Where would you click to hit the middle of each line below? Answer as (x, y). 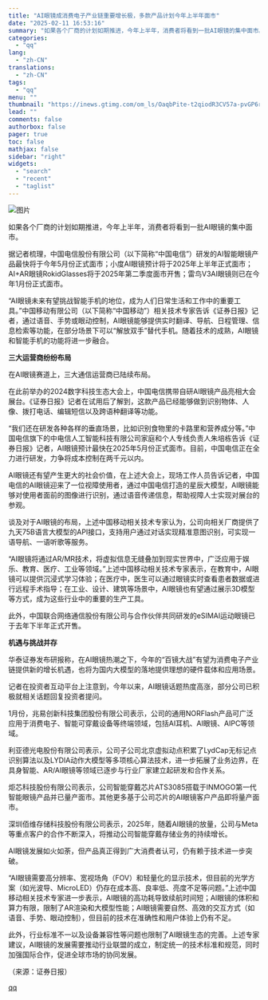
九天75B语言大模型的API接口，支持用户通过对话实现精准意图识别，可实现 (128, 532)
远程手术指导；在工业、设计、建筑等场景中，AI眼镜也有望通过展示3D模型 (135, 589)
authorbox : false (37, 127)
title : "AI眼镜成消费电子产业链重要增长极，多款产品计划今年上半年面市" (114, 16)
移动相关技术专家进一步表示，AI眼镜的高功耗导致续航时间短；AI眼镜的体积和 (134, 897)
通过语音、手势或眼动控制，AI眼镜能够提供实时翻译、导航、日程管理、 (137, 321)
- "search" (33, 171)
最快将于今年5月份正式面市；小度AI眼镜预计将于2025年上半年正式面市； (134, 263)
